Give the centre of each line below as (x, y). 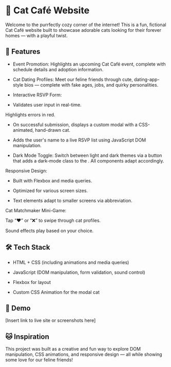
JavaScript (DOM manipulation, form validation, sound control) (79, 272)
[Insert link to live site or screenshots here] (51, 320)
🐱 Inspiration (27, 337)
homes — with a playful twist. (36, 35)
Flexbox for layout (32, 282)
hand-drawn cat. (53, 130)
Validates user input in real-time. (47, 105)
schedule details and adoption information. (58, 69)
